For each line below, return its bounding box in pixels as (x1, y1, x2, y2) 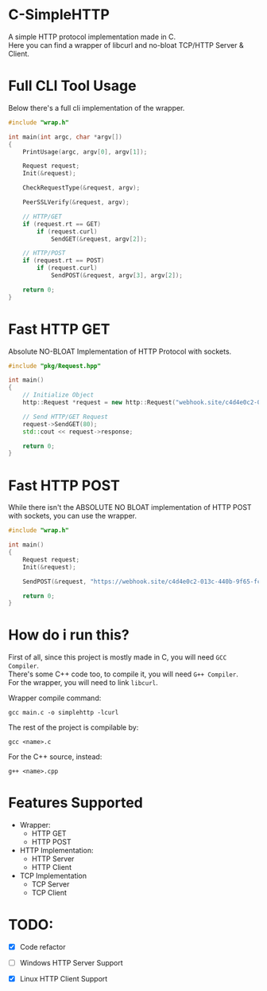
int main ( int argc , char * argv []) (8, 133, 123, 141)
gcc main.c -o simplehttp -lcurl (8, 709, 119, 717)
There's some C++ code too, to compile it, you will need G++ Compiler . (8, 669, 238, 679)
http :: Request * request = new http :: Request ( (22, 398, 176, 407)
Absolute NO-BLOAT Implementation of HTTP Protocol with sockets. (8, 347, 232, 356)
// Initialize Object (22, 391, 94, 399)
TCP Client (31, 888, 68, 898)
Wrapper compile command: (8, 693, 102, 703)
